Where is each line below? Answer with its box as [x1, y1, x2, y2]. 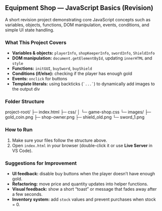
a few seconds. [12, 191, 43, 197]
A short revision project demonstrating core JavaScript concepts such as [5, 16, 151, 22]
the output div [12, 86, 40, 92]
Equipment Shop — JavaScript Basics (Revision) [5, 4, 154, 12]
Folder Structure [5, 98, 44, 105]
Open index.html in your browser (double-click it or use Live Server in [12, 142, 153, 148]
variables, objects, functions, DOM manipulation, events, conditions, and [5, 22, 149, 28]
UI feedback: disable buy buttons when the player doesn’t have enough [12, 171, 156, 176]
